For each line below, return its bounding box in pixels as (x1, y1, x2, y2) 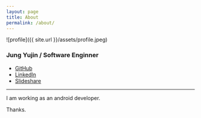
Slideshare (14, 77, 42, 84)
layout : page (6, 8, 39, 15)
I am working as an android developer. (6, 94, 100, 101)
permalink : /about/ (6, 20, 55, 26)
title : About (6, 14, 39, 20)
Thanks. (6, 105, 26, 113)
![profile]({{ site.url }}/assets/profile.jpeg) (6, 36, 108, 44)
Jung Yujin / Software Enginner (6, 51, 99, 60)
